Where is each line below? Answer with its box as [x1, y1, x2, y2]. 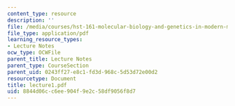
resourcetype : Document [7, 75, 77, 82]
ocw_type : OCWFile [7, 50, 61, 56]
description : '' [7, 17, 55, 24]
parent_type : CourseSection [7, 62, 90, 69]
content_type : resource [7, 10, 77, 17]
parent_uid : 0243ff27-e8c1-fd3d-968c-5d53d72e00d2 [7, 68, 158, 75]
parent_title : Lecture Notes [7, 56, 92, 63]
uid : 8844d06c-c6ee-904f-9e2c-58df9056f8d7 [7, 88, 136, 95]
